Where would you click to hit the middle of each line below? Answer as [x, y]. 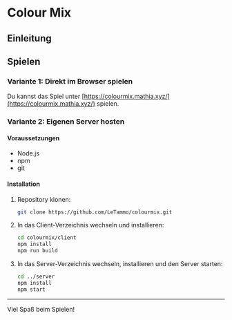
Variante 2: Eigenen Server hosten [66, 122]
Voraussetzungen [33, 138]
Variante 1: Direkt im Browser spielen [70, 81]
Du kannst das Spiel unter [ [46, 96]
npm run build [37, 251]
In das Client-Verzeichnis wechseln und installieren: [90, 225]
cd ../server [36, 277]
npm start [31, 289]
